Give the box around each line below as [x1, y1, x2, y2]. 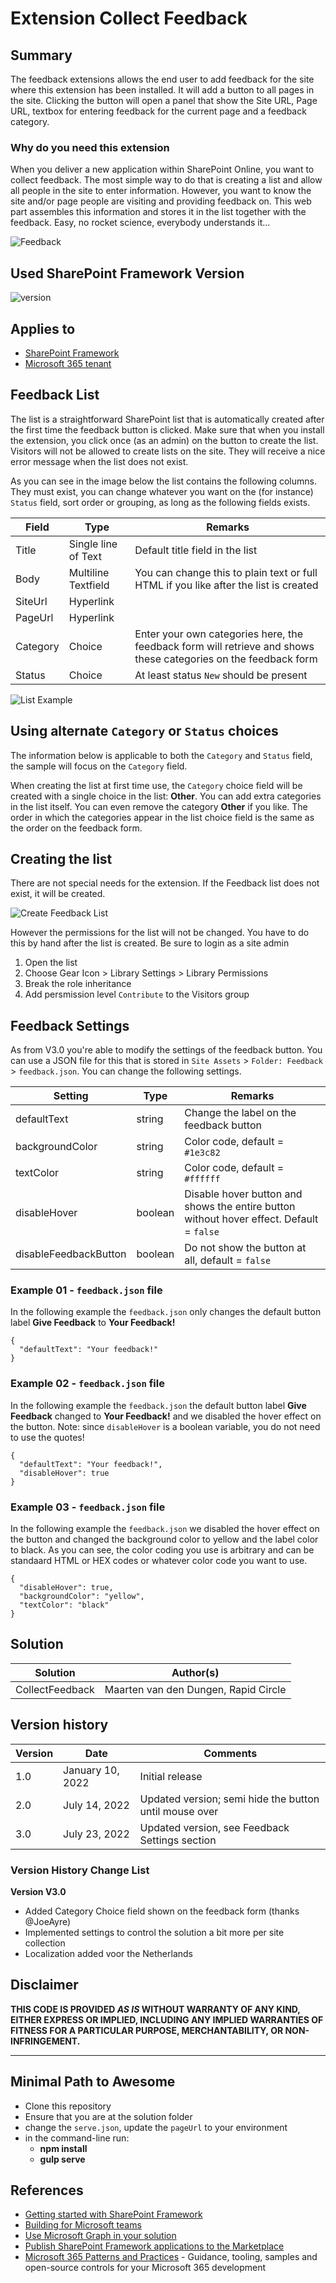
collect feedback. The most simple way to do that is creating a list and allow [10, 174, 323, 186]
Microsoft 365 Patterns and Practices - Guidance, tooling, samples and [24, 2251, 318, 2263]
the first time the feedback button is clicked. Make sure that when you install [10, 423, 325, 436]
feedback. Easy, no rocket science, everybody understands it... [10, 217, 271, 229]
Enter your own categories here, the [134, 627, 303, 641]
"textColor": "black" [19, 1600, 110, 1611]
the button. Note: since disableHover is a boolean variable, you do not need [10, 1420, 321, 1432]
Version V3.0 [10, 1885, 67, 1897]
